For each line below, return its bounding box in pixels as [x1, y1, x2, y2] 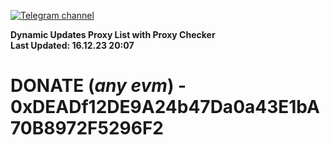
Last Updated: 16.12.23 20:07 [10, 40, 135, 51]
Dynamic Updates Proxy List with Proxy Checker [10, 29, 216, 40]
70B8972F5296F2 [10, 117, 164, 140]
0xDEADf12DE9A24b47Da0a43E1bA [10, 96, 320, 119]
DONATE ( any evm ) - [10, 75, 187, 97]
